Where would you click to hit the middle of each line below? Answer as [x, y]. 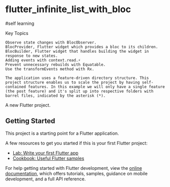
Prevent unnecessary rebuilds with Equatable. [55, 64]
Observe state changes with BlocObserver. [51, 42]
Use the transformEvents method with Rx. [50, 69]
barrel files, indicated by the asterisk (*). [55, 96]
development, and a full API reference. [46, 179]
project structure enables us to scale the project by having [73, 82]
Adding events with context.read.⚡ [43, 60]
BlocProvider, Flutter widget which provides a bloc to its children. [82, 47]
